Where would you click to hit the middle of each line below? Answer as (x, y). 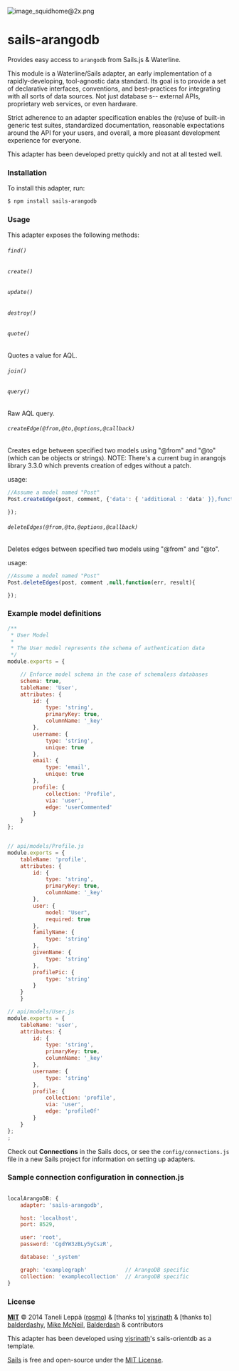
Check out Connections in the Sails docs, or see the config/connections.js (118, 1151)
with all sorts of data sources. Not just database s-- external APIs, (104, 96)
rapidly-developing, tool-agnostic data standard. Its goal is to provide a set (117, 81)
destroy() (22, 313)
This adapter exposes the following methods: (74, 235)
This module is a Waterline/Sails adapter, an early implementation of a (110, 73)
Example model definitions (54, 614)
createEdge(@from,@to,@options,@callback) (71, 429)
